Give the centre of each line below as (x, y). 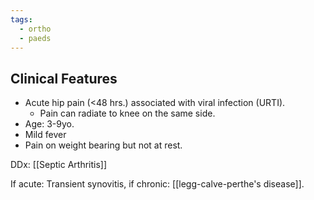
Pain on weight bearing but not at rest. (103, 145)
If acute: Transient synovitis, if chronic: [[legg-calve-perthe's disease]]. (157, 184)
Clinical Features (64, 78)
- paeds (35, 38)
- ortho (35, 29)
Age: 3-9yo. (49, 124)
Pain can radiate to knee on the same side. (127, 113)
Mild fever (45, 135)
